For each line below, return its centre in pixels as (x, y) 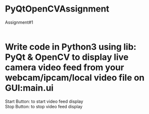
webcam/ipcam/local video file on (75, 78)
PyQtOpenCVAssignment (57, 9)
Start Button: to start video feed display (44, 101)
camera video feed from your (65, 67)
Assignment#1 (19, 22)
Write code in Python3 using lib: (71, 47)
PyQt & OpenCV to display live (67, 57)
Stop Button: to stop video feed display (44, 106)
